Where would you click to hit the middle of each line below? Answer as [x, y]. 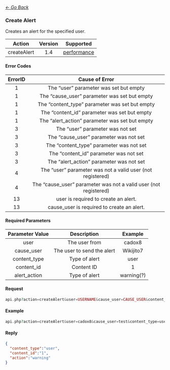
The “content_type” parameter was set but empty [96, 104]
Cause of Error [96, 79]
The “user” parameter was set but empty [96, 88]
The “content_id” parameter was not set [96, 153]
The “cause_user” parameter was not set [96, 137]
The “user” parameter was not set [96, 129]
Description [84, 234]
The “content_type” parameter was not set [96, 145]
